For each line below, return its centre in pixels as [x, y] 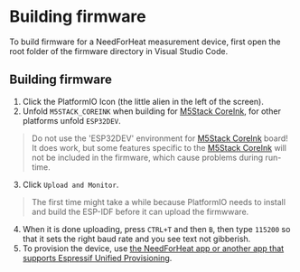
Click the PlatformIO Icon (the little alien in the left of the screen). [143, 101]
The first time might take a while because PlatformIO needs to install [159, 202]
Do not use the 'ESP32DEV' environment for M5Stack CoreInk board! [160, 138]
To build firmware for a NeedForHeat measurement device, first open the [145, 42]
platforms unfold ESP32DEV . [72, 120]
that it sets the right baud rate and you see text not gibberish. [136, 239]
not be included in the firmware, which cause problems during [147, 157]
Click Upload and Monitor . [70, 184]
